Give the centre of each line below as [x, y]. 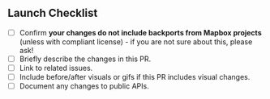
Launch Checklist [53, 13]
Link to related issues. [56, 68]
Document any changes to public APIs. [84, 86]
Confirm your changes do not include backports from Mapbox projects [140, 32]
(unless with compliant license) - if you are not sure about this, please [136, 41]
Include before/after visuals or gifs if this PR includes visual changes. [135, 77]
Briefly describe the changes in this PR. [85, 59]
